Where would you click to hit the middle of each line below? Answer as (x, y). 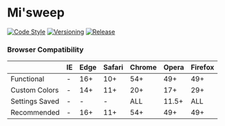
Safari (113, 67)
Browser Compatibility (45, 50)
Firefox (202, 67)
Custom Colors (35, 90)
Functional (28, 79)
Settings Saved (35, 101)
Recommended (35, 113)
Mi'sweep (36, 13)
